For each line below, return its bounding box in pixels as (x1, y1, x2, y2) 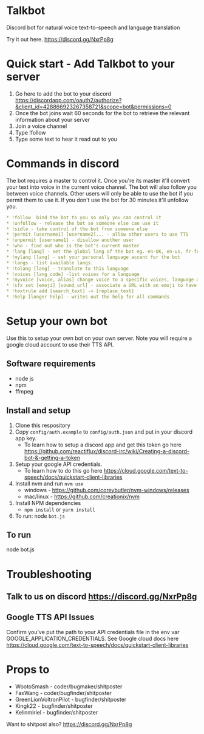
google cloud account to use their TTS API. (6, 341, 114, 348)
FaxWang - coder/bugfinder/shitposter (15, 689, 112, 696)
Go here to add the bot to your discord (15, 90, 111, 97)
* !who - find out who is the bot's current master (6, 243, 140, 249)
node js (15, 375, 34, 382)
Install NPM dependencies (15, 499, 81, 506)
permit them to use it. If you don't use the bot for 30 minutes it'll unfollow (6, 196, 189, 203)
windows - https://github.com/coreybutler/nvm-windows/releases (24, 486, 189, 493)
